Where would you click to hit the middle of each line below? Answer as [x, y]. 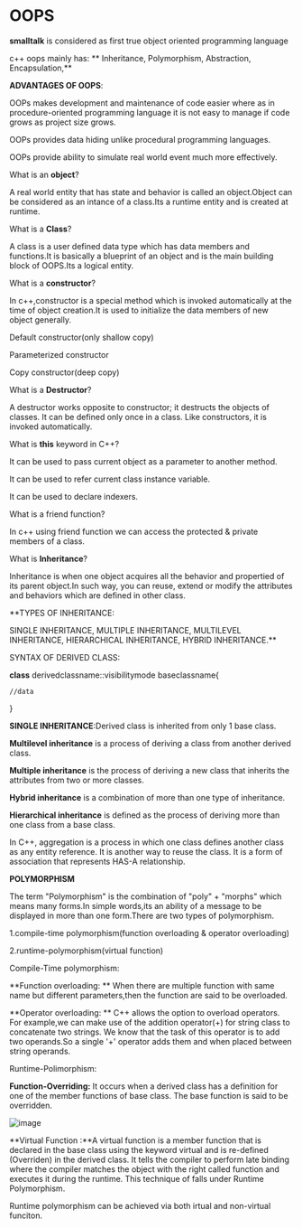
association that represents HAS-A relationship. [98, 861]
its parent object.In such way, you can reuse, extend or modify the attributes [151, 586]
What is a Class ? [41, 229]
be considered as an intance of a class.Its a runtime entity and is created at [149, 202]
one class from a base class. [62, 824]
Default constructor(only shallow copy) [82, 337]
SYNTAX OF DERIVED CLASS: [65, 657]
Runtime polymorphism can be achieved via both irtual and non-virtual [140, 1205]
